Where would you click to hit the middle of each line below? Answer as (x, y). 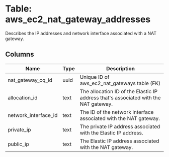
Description (120, 68)
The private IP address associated (120, 126)
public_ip (18, 144)
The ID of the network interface (117, 112)
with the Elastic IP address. (111, 132)
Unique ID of (95, 77)
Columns (20, 54)
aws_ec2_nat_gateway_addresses (78, 19)
